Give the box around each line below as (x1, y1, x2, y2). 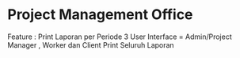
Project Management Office (7, 6, 193, 24)
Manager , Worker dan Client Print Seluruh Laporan (7, 40, 175, 49)
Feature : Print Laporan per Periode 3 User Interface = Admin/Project (7, 32, 233, 41)
